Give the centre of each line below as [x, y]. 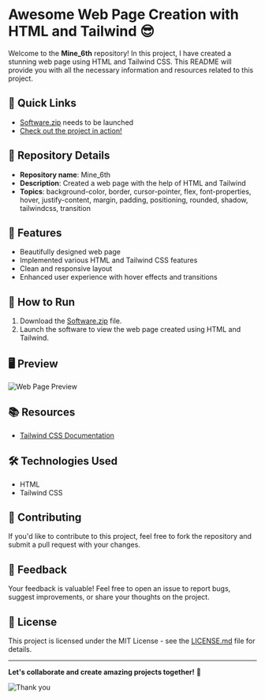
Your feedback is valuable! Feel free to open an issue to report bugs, [119, 589]
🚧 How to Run [42, 302]
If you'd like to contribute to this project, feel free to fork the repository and [130, 536]
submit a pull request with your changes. [74, 545]
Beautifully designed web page [70, 252]
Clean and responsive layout [66, 269]
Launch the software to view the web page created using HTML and [130, 329]
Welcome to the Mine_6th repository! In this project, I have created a [120, 53]
